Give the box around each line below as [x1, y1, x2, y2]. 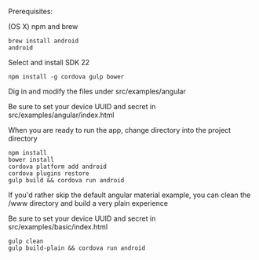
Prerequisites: [8, 7, 53, 16]
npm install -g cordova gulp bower [8, 73, 125, 81]
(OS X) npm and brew [8, 22, 78, 31]
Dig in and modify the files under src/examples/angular [8, 86, 186, 96]
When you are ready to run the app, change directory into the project [8, 126, 232, 134]
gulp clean [8, 237, 44, 245]
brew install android [8, 37, 79, 45]
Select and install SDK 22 [8, 58, 90, 67]
